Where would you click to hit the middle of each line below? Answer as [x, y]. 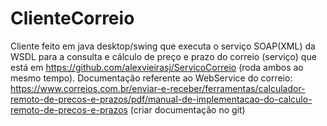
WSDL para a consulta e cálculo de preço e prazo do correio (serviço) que [163, 56]
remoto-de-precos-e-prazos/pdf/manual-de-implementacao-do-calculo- [161, 99]
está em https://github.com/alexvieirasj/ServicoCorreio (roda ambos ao [157, 67]
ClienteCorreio [72, 18]
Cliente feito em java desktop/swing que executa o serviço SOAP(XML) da [163, 46]
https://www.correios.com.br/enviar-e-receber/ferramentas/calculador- [158, 88]
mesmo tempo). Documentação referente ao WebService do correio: [151, 78]
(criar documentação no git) [187, 109]
